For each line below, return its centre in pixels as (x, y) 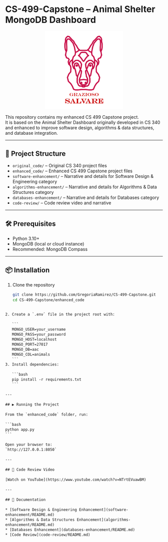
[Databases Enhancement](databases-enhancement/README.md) (72, 530)
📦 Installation (27, 270)
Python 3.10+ (26, 238)
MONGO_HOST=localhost (34, 340)
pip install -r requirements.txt (46, 380)
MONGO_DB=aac (25, 350)
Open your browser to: (29, 445)
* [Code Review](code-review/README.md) (48, 535)
